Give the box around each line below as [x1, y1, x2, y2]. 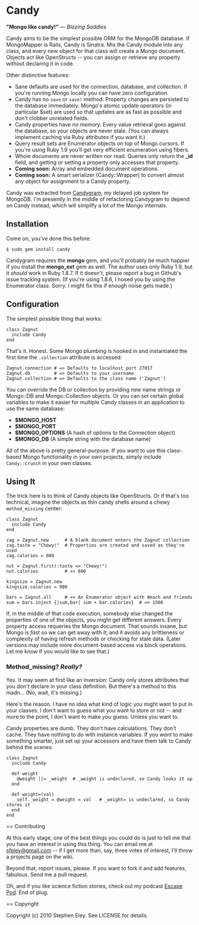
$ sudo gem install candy [6, 246, 70, 252]
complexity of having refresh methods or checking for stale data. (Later [6, 635, 181, 642]
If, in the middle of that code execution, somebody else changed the [6, 610, 173, 617]
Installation [6, 219, 49, 229]
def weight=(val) [11, 791, 55, 797]
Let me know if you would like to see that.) [6, 648, 110, 655]
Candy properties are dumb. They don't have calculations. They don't [6, 724, 176, 731]
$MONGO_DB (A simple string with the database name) [14, 435, 151, 443]
